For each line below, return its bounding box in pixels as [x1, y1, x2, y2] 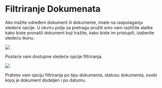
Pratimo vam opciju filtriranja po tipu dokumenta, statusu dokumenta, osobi [5, 72, 157, 78]
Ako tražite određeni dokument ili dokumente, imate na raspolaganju [5, 19, 143, 25]
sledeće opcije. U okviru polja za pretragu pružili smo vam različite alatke [5, 24, 153, 30]
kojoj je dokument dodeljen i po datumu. [5, 77, 86, 83]
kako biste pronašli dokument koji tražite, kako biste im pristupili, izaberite [5, 30, 155, 35]
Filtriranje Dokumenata [5, 3, 101, 15]
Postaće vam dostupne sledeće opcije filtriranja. [5, 53, 103, 59]
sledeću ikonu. [5, 35, 35, 41]
